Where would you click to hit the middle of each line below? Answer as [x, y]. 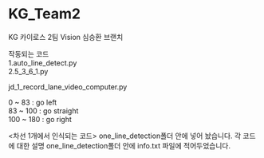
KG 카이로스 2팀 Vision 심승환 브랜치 [66, 37]
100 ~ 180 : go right [40, 119]
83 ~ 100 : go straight [43, 111]
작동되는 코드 [29, 53]
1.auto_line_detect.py [43, 63]
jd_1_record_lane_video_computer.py [68, 87]
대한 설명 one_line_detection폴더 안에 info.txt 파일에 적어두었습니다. [124, 145]
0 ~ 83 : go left [33, 102]
